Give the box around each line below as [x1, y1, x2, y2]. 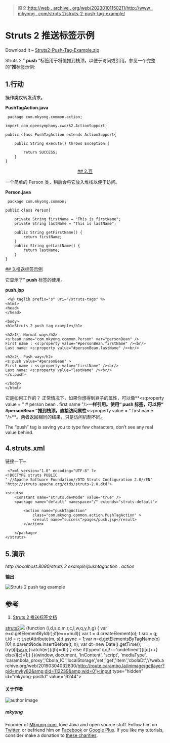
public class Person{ [5, 208, 51, 213]
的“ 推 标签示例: [5, 63, 35, 70]
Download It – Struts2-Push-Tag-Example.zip [5, 47, 100, 53]
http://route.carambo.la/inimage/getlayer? [77, 663, 165, 669]
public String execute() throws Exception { [14, 141, 110, 146]
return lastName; [23, 248, 60, 253]
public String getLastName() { [14, 243, 80, 248]
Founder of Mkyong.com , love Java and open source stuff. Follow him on [5, 722, 157, 728]
